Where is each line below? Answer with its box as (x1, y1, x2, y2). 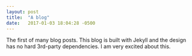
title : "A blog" (6, 14, 50, 20)
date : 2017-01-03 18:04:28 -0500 (6, 20, 96, 26)
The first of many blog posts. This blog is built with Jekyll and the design (6, 37, 187, 44)
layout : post (6, 8, 39, 15)
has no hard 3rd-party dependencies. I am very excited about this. (6, 43, 171, 50)
